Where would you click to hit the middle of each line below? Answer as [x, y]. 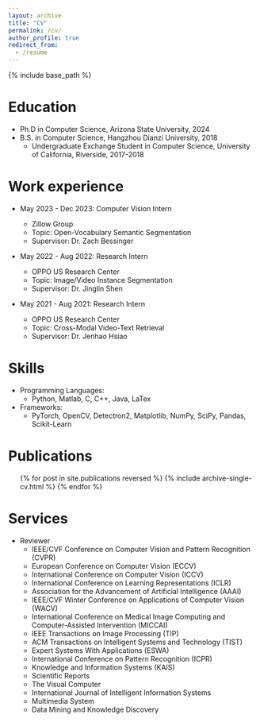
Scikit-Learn [52, 424]
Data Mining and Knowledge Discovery [95, 709]
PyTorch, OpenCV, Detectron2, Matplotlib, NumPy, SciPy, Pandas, [139, 415]
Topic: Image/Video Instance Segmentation [102, 280]
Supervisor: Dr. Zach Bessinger [82, 241]
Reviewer [35, 540]
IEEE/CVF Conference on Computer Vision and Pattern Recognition [141, 549]
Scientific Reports [61, 675]
